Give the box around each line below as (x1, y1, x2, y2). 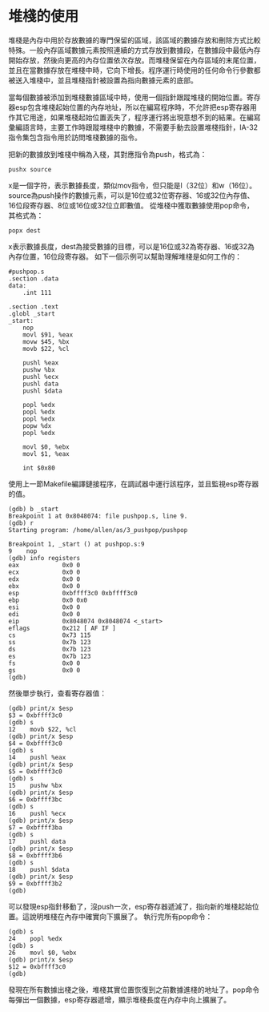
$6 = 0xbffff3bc (8, 795, 62, 804)
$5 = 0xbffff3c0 (8, 767, 62, 776)
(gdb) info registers (8, 554, 81, 562)
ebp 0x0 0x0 (8, 596, 88, 604)
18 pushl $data (8, 865, 70, 873)
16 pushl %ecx (8, 809, 66, 817)
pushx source (8, 165, 52, 173)
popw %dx (22, 421, 52, 429)
